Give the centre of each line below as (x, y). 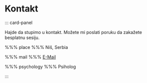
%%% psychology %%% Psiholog (40, 66)
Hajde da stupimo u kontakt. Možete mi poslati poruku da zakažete (73, 32)
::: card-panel (19, 22)
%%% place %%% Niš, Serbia (36, 47)
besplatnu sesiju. (22, 37)
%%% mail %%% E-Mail (30, 57)
